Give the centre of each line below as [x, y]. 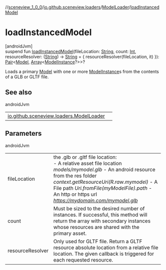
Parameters [23, 134]
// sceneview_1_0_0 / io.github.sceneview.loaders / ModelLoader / [68, 7]
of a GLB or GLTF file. [27, 77]
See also [19, 92]
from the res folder [75, 175]
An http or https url [75, 194]
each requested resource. [83, 260]
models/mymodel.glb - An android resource [104, 169]
